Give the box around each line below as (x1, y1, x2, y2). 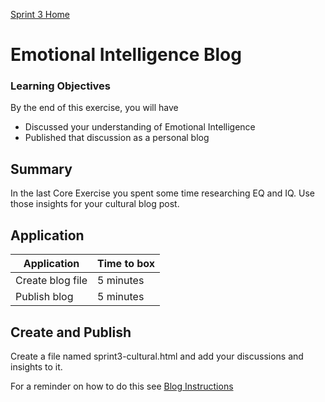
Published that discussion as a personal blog (24, 132, 210, 144)
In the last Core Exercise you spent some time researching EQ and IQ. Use (10, 187, 316, 199)
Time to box (97, 257, 156, 271)
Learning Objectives (10, 79, 112, 93)
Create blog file (15, 274, 88, 288)
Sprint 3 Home (10, 9, 70, 20)
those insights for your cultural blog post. (10, 198, 180, 210)
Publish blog (15, 290, 74, 304)
